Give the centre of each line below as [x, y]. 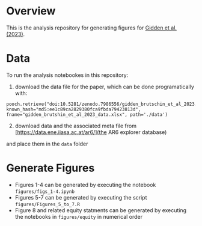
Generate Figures [50, 168]
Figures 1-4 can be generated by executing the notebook [85, 185]
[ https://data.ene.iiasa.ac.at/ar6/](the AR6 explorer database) [91, 132]
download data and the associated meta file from [76, 126]
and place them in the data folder [47, 144]
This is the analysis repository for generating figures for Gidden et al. [92, 28]
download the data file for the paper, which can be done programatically [104, 87]
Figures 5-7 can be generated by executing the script [81, 197]
